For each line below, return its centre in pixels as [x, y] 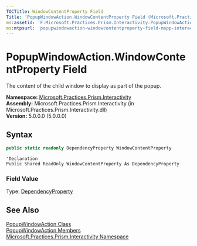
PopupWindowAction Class [39, 224]
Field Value [22, 178]
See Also [23, 210]
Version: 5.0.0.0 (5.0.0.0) [36, 116]
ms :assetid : [21, 22]
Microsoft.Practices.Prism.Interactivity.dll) [57, 110]
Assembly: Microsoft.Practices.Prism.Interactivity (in [70, 104]
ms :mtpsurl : [21, 28]
